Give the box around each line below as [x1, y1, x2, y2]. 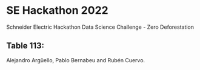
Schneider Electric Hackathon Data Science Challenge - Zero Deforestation [6, 23, 195, 31]
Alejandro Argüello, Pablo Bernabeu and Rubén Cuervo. [6, 56, 145, 63]
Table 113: [6, 41, 44, 51]
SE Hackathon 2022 [6, 4, 108, 17]
